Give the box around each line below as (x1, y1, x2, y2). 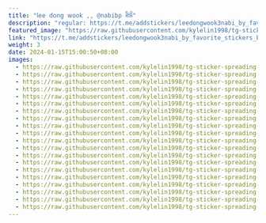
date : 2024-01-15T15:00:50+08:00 (8, 48, 119, 56)
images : (8, 56, 34, 64)
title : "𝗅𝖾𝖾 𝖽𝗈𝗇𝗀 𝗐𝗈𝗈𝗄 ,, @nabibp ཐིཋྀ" (8, 11, 137, 20)
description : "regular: (8, 19, 87, 27)
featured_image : (8, 26, 62, 34)
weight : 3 (8, 41, 41, 49)
